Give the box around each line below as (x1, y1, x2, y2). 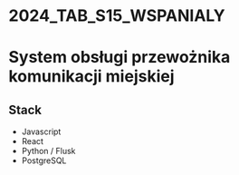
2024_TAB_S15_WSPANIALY (8, 5, 225, 26)
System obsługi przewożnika (8, 47, 231, 68)
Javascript (21, 126, 62, 137)
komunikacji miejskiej (8, 66, 175, 87)
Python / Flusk (21, 146, 76, 157)
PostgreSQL (21, 155, 67, 166)
